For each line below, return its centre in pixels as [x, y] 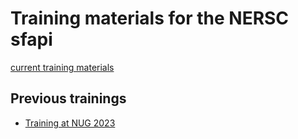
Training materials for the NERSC [150, 18]
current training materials [62, 67]
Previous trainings [68, 98]
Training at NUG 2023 [70, 123]
